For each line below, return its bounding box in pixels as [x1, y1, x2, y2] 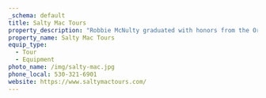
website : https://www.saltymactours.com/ [8, 77, 147, 85]
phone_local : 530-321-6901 [8, 70, 97, 78]
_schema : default [8, 11, 66, 20]
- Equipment [15, 56, 55, 64]
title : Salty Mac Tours [8, 19, 87, 27]
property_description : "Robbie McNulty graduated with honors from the [8, 26, 249, 34]
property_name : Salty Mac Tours [8, 33, 115, 42]
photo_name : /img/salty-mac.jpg [8, 63, 115, 71]
